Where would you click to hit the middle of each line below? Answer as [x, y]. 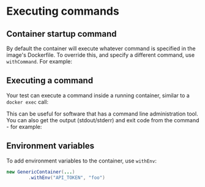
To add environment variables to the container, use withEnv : [82, 161]
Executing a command [50, 81]
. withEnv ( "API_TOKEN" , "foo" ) [67, 178]
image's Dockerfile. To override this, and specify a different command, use [100, 55]
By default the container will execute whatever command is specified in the [101, 48]
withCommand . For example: [39, 61]
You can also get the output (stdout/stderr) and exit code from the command [103, 120]
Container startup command [62, 34]
